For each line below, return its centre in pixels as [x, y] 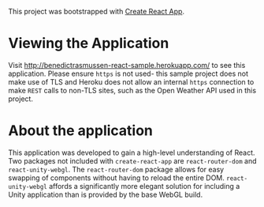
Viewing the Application [89, 43]
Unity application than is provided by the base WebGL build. [106, 194]
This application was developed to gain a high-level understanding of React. [132, 152]
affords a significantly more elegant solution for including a [144, 186]
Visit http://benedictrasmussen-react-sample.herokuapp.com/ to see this [127, 65]
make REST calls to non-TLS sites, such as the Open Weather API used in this [132, 90]
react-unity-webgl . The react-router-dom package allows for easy [116, 169]
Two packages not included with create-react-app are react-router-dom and [132, 160]
